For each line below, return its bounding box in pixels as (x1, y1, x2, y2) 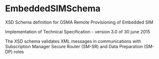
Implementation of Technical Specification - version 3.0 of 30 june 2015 (5, 29, 150, 34)
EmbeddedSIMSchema (5, 3, 101, 14)
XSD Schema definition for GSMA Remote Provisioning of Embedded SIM (5, 19, 154, 25)
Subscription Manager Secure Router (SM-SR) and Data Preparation (5, 43, 143, 49)
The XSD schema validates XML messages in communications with (5, 38, 141, 44)
